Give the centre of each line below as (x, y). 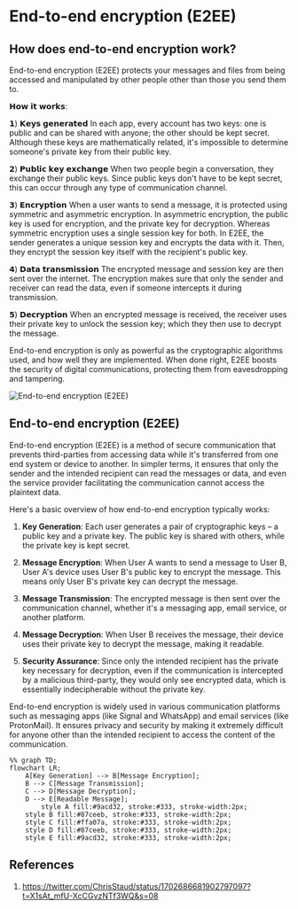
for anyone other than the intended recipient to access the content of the (142, 734)
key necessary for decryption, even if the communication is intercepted (153, 670)
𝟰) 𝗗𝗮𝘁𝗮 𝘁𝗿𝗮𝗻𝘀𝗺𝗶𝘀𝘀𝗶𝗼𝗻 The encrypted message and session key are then (146, 269)
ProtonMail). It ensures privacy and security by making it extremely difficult (146, 725)
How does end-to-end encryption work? (123, 49)
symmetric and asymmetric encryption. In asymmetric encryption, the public (149, 214)
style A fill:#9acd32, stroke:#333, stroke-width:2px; (145, 807)
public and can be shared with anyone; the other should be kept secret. (140, 133)
